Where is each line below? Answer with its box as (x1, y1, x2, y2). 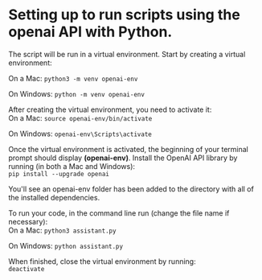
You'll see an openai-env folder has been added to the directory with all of (8, 183, 255, 194)
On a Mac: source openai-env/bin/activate (8, 113, 153, 122)
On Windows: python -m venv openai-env (8, 89, 145, 98)
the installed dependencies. (8, 192, 100, 202)
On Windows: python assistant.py (8, 241, 123, 250)
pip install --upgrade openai (8, 170, 110, 178)
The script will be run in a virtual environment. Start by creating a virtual (8, 49, 246, 59)
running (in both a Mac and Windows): (8, 161, 135, 171)
